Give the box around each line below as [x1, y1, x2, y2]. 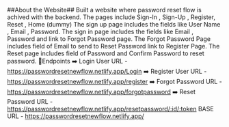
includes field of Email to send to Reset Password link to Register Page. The [7, 42, 220, 50]
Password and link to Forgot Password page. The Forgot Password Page [7, 35, 211, 43]
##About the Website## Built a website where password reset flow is [7, 6, 202, 14]
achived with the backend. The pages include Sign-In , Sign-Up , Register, [7, 13, 215, 21]
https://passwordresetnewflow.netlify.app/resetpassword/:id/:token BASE [7, 105, 214, 113]
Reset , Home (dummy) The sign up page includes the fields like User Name [7, 20, 221, 28]
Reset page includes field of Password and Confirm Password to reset [7, 49, 205, 57]
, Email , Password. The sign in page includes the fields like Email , [7, 27, 193, 36]
